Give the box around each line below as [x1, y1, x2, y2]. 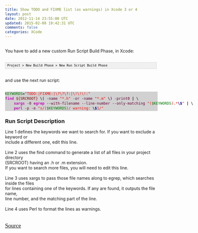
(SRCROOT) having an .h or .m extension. [5, 160, 88, 166]
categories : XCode [5, 30, 42, 34]
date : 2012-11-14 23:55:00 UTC [5, 16, 68, 21]
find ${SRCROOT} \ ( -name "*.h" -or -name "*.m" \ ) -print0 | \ [5, 96, 139, 101]
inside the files [5, 180, 34, 186]
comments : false [5, 25, 38, 30]
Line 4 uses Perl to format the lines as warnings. [5, 206, 102, 212]
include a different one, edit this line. [5, 139, 78, 145]
